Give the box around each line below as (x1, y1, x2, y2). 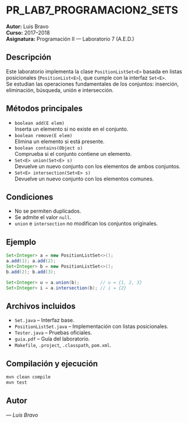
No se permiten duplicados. (14, 207, 82, 214)
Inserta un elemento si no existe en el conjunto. (14, 125, 128, 132)
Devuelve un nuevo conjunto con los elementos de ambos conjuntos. (14, 162, 181, 170)
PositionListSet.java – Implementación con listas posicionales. (14, 323, 169, 330)
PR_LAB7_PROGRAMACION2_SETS (6, 4, 179, 17)
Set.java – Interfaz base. (14, 317, 75, 324)
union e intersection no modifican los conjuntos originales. (14, 220, 158, 227)
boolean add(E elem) (14, 120, 65, 126)
